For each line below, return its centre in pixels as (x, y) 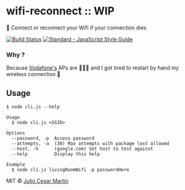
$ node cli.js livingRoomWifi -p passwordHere (70, 170)
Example (16, 165)
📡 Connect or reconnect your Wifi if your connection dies (76, 28)
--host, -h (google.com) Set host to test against (82, 149)
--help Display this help (56, 154)
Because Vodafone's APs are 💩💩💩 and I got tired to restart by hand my (92, 68)
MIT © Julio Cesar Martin (37, 181)
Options (16, 133)
